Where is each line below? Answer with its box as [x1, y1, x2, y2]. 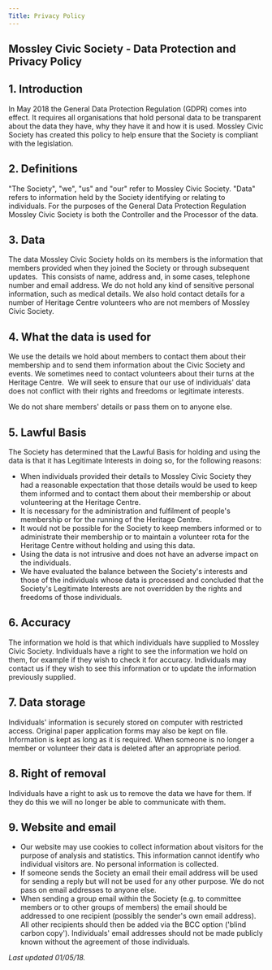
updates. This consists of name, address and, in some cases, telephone [8, 272, 250, 281]
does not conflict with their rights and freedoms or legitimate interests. [8, 386, 244, 396]
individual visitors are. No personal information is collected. [19, 859, 219, 869]
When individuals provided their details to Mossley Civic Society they [19, 472, 252, 481]
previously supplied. [8, 672, 76, 681]
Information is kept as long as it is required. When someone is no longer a [8, 734, 255, 744]
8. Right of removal [8, 767, 106, 781]
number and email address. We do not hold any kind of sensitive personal [8, 281, 254, 290]
